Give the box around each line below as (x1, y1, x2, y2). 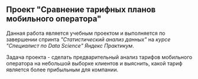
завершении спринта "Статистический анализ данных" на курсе (6, 35, 171, 43)
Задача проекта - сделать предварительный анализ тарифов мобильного (6, 53, 193, 61)
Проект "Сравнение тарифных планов (6, 5, 156, 15)
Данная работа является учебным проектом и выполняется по (6, 29, 165, 37)
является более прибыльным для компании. (6, 66, 119, 73)
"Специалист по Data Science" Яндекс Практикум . (6, 42, 134, 49)
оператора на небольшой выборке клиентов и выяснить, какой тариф (6, 60, 183, 67)
